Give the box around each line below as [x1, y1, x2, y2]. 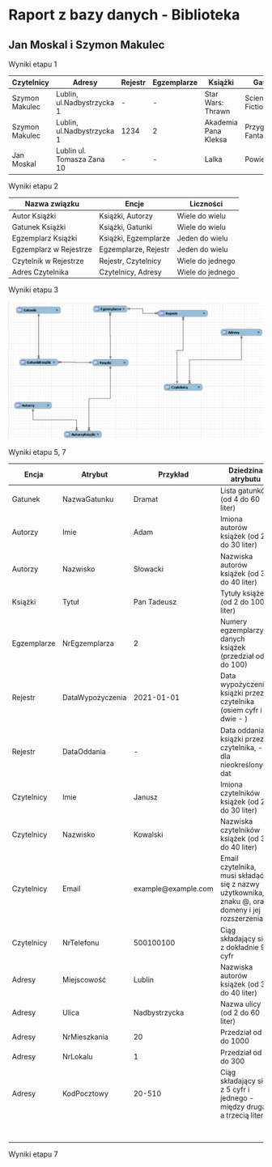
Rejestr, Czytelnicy [99, 256, 162, 265]
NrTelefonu [62, 938, 100, 948]
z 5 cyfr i [219, 1084, 250, 1094]
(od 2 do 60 [219, 1008, 261, 1017]
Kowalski [133, 830, 164, 839]
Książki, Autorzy [99, 210, 154, 220]
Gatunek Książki [11, 222, 66, 231]
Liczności [189, 199, 223, 209]
